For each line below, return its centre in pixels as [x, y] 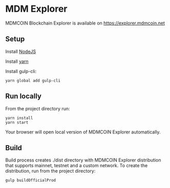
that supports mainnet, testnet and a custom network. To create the [77, 166]
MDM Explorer [36, 9]
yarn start [17, 122]
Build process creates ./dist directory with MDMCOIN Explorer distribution [83, 160]
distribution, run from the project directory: [50, 171]
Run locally [24, 96]
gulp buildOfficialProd [31, 180]
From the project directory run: [38, 108]
